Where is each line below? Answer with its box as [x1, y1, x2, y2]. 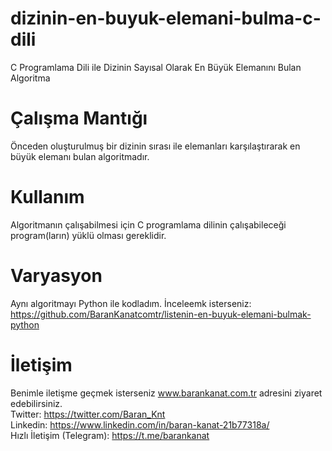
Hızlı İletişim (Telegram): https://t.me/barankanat [10, 429, 210, 441]
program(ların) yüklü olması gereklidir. [10, 229, 167, 241]
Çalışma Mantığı [10, 107, 148, 130]
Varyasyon [10, 265, 103, 287]
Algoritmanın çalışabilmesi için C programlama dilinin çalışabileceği [10, 218, 287, 231]
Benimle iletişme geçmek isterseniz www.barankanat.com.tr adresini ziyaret [10, 387, 323, 399]
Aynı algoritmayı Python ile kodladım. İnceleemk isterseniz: [10, 297, 252, 309]
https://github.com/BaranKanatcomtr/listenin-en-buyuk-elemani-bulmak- [10, 308, 312, 320]
